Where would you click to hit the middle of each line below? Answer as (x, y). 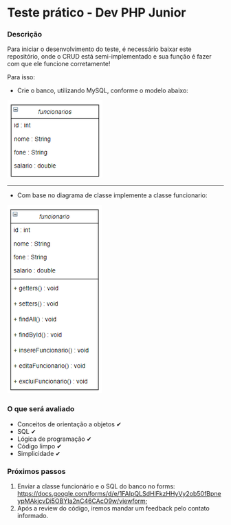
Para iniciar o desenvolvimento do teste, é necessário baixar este (100, 49)
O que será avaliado (41, 409)
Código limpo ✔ (39, 446)
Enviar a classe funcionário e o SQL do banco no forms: (96, 486)
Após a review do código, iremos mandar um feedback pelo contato (113, 508)
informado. (33, 516)
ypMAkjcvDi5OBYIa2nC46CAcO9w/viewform (81, 501)
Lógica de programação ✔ (54, 439)
